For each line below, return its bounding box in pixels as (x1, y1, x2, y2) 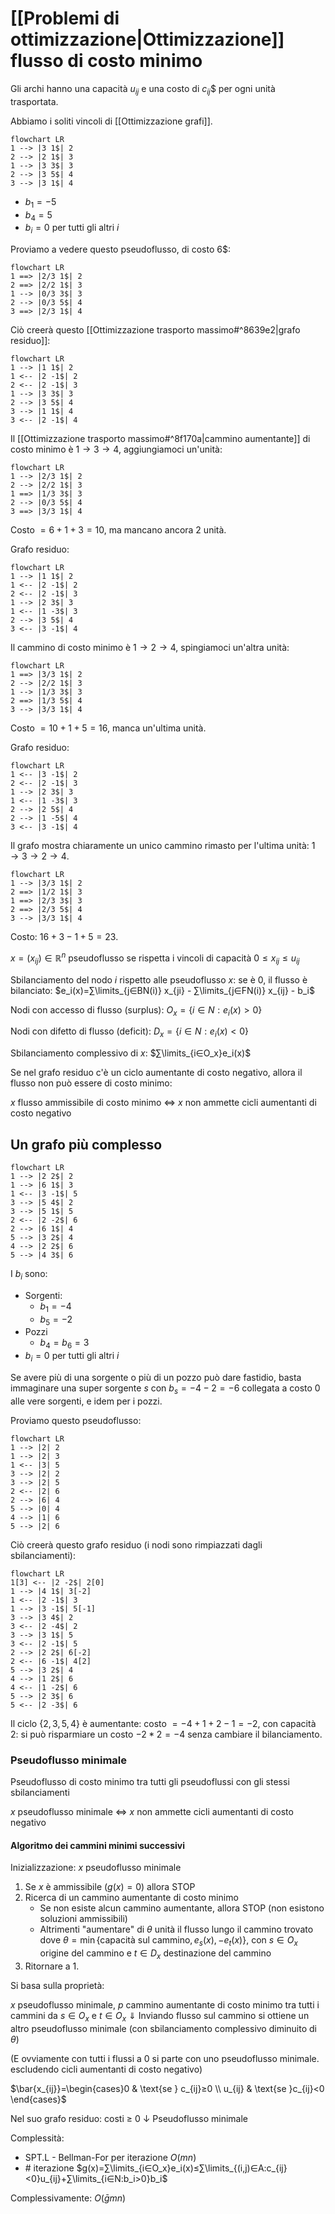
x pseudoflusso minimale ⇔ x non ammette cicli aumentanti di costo (10, 1806, 294, 1818)
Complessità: (10, 2132, 65, 2144)
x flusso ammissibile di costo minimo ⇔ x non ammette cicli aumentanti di (10, 1097, 317, 1109)
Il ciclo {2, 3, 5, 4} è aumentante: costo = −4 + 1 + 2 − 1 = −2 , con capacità (10, 1717, 317, 1729)
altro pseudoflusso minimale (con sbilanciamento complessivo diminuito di (10, 2022, 317, 2034)
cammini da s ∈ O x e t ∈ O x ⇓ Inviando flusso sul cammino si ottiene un (10, 2009, 310, 2024)
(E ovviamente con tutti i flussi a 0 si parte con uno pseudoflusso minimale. (10, 2052, 320, 2064)
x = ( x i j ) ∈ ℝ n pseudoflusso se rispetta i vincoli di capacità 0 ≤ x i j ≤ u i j (10, 950, 300, 966)
